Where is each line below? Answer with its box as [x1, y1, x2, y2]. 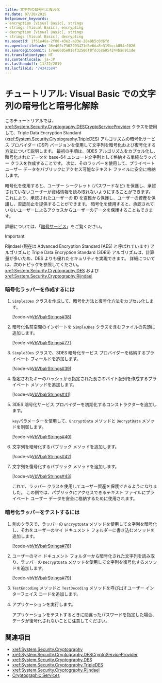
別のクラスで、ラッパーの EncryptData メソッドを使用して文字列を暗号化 [12, 521, 158, 527]
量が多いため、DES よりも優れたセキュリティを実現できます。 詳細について [5, 255, 155, 261]
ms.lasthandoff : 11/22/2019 [5, 61, 62, 66]
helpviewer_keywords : [5, 16, 49, 21]
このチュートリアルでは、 [5, 117, 56, 123]
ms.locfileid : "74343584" [5, 66, 57, 71]
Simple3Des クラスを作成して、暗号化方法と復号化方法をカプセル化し [12, 298, 149, 304]
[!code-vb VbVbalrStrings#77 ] [12, 340, 71, 346]
